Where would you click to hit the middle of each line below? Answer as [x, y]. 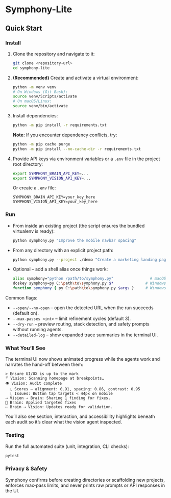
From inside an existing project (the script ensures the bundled [79, 226]
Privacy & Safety [26, 469]
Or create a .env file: [34, 188]
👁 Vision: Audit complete [34, 384]
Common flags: [21, 298]
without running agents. [38, 330]
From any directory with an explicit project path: [63, 250]
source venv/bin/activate [40, 106]
